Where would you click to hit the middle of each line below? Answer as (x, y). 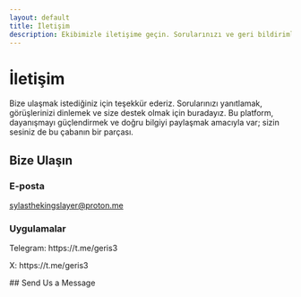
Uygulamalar (38, 228)
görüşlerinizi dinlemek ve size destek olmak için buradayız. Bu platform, (142, 113)
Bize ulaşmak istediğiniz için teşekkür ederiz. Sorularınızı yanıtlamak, (136, 103)
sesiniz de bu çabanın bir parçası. (72, 132)
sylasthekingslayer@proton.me (66, 205)
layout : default (39, 17)
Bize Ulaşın (41, 160)
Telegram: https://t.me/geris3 (64, 249)
